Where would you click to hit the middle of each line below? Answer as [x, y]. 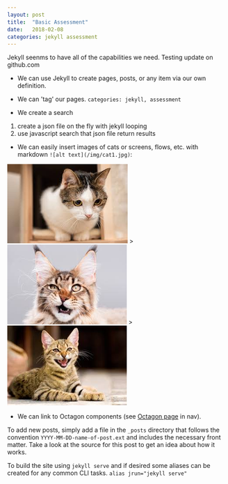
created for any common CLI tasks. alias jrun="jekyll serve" [97, 473]
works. [17, 452]
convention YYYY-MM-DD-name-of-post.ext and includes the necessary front [114, 437]
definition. [32, 86]
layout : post [26, 15]
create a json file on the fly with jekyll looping [82, 126]
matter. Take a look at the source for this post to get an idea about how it [111, 445]
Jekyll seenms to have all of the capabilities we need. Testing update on [110, 57]
